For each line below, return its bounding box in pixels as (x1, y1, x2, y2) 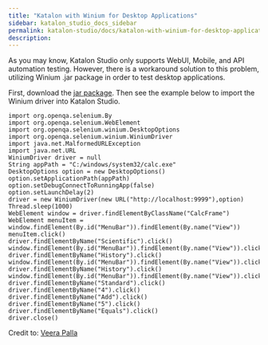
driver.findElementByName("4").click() (8, 286, 141, 295)
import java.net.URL (8, 147, 77, 155)
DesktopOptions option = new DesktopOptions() (8, 168, 166, 176)
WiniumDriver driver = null (8, 154, 102, 162)
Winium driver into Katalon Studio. (8, 96, 121, 106)
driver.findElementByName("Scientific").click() (8, 237, 173, 245)
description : (8, 33, 52, 42)
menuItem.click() (8, 230, 66, 239)
